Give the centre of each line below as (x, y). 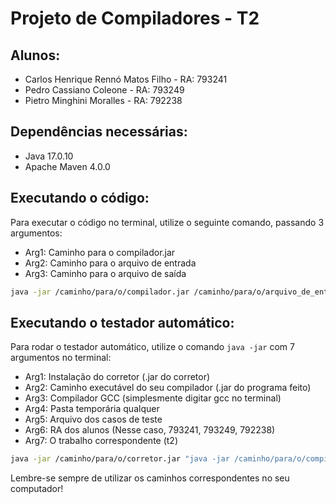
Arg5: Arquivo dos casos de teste (93, 419)
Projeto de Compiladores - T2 (135, 18)
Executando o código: (80, 198)
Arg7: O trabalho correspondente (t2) (101, 441)
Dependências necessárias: (99, 132)
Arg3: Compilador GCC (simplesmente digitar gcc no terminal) (153, 398)
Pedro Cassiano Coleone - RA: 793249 (104, 90)
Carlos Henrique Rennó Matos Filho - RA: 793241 (126, 79)
